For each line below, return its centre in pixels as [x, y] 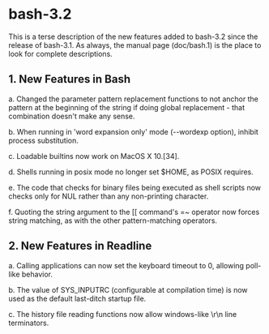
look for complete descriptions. [61, 54]
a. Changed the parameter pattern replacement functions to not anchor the [134, 99]
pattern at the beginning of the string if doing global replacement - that [127, 107]
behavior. [37, 274]
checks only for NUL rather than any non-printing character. [109, 196]
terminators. [29, 323]
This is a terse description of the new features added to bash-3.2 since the [133, 36]
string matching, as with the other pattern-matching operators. [113, 221]
